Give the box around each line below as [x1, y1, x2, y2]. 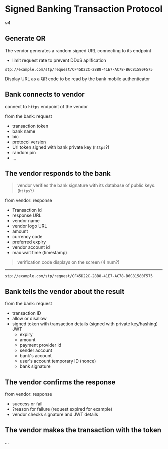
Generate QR [5, 34, 46, 43]
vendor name [12, 218, 40, 224]
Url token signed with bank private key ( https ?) [12, 144, 110, 150]
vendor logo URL [12, 223, 47, 229]
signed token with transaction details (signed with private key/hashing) [12, 321, 158, 327]
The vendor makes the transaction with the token [5, 426, 161, 434]
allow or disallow [12, 316, 47, 322]
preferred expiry [12, 239, 46, 245]
